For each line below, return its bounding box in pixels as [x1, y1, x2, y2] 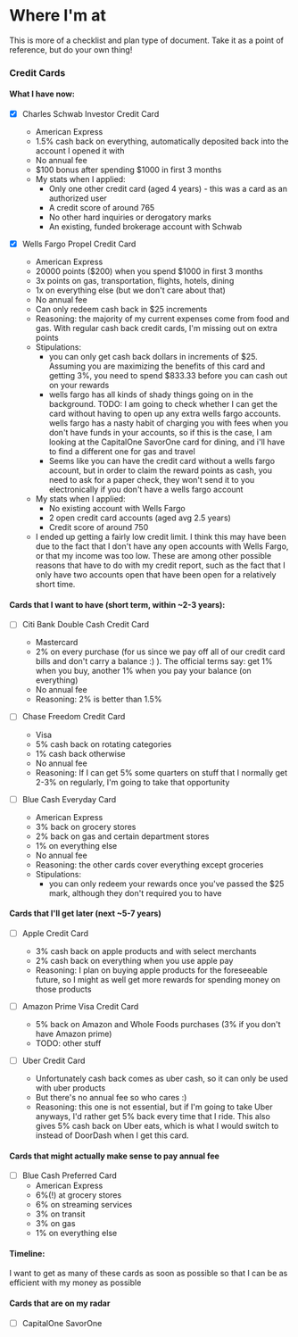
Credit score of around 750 [48, 522, 149, 533]
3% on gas [35, 1218, 76, 1229]
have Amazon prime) [35, 1028, 112, 1039]
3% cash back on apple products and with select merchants [35, 945, 257, 956]
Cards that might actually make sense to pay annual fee [9, 1150, 220, 1161]
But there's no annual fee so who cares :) [35, 1092, 187, 1102]
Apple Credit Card [21, 927, 89, 938]
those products [35, 984, 92, 994]
